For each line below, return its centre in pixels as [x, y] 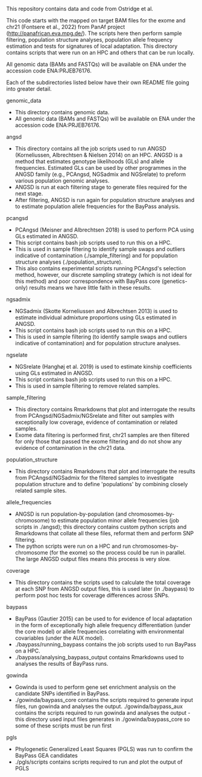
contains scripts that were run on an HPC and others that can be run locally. [100, 53]
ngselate [17, 355]
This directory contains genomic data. [62, 112]
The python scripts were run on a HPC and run [73, 546]
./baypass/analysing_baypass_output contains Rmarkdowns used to [99, 657]
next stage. [29, 193]
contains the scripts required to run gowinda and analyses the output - [103, 713]
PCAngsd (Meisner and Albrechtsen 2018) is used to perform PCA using [104, 230]
